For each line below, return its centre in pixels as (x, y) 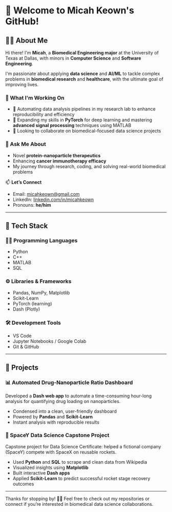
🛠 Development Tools (33, 322)
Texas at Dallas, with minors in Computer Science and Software (73, 58)
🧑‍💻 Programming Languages (41, 240)
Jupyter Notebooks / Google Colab (49, 341)
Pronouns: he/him (32, 205)
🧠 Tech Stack (27, 226)
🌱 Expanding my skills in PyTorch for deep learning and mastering (82, 120)
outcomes (23, 484)
